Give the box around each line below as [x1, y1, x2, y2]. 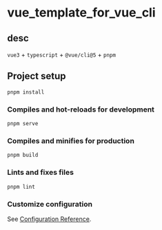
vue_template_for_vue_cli [7, 5, 156, 21]
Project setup [7, 70, 67, 82]
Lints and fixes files [7, 167, 74, 177]
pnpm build [7, 151, 39, 159]
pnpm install [7, 88, 45, 96]
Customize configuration [7, 199, 93, 209]
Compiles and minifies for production [7, 136, 134, 146]
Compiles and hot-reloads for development [7, 105, 155, 114]
